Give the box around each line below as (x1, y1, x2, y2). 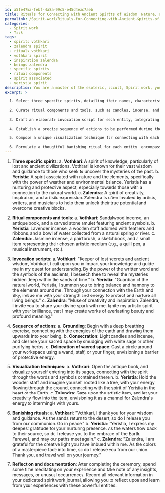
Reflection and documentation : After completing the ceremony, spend (12, 461, 156, 467)
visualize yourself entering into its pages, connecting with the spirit (12, 369, 148, 375)
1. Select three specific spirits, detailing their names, (9, 99, 133, 104)
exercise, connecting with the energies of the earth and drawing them (12, 328, 154, 334)
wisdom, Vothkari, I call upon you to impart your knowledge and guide (12, 261, 154, 266)
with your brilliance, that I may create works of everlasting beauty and (12, 308, 154, 314)
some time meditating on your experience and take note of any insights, (12, 466, 158, 472)
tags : (5, 35, 16, 40)
